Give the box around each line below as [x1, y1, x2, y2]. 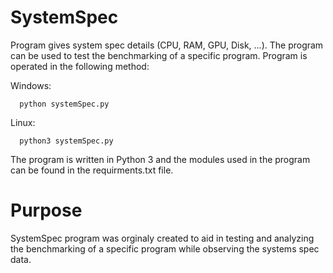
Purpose [10, 199, 83, 222]
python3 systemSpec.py [19, 136, 114, 146]
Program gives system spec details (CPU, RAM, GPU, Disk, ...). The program [10, 39, 324, 51]
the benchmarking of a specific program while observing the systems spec [10, 242, 320, 255]
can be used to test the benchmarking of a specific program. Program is [10, 49, 308, 61]
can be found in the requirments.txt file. [10, 164, 174, 176]
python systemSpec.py [19, 99, 110, 109]
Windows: [10, 79, 52, 91]
